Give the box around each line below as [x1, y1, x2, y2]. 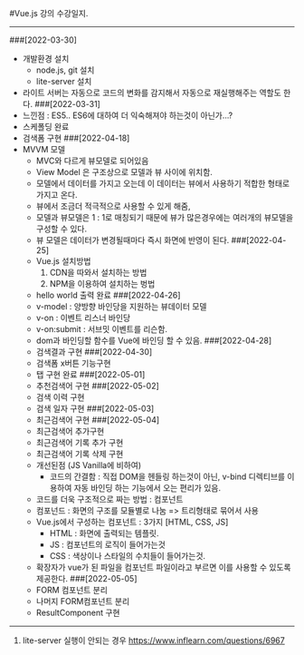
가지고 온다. [35, 190, 78, 200]
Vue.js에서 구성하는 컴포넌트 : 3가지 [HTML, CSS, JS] [35, 516, 229, 527]
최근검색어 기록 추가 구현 [35, 437, 124, 447]
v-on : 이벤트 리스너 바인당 [35, 312, 131, 323]
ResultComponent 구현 [35, 607, 120, 618]
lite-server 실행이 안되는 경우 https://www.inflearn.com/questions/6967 [22, 635, 285, 646]
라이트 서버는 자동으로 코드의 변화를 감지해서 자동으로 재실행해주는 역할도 [22, 87, 282, 98]
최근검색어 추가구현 [35, 425, 105, 436]
